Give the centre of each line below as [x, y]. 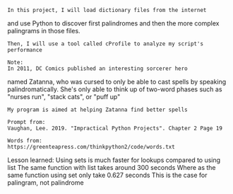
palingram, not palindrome [46, 183]
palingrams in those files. [44, 31]
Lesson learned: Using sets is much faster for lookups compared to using [114, 160]
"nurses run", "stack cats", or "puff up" [64, 97]
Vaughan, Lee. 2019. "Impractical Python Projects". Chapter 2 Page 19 [115, 128]
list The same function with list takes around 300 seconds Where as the [112, 167]
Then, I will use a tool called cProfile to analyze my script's [105, 44]
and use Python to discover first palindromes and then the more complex [113, 23]
